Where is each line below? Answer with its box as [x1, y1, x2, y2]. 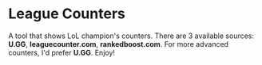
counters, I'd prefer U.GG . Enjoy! [8, 48, 116, 57]
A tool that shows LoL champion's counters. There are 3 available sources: [8, 31, 254, 40]
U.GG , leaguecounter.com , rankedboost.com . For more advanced [8, 39, 229, 48]
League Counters [8, 5, 125, 23]
